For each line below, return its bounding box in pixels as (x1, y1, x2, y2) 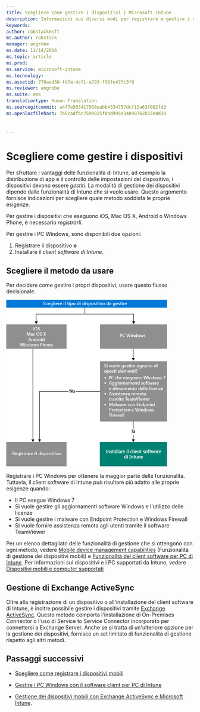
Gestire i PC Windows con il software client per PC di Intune (14, 681, 162, 688)
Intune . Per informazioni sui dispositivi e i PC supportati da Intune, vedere (6, 559, 186, 566)
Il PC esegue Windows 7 (14, 496, 75, 504)
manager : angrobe (6, 41, 49, 47)
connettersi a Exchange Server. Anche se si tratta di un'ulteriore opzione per (6, 624, 194, 631)
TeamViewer (14, 529, 46, 536)
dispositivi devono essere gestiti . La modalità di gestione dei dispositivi (6, 182, 180, 189)
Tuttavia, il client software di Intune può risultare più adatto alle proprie (6, 478, 180, 486)
